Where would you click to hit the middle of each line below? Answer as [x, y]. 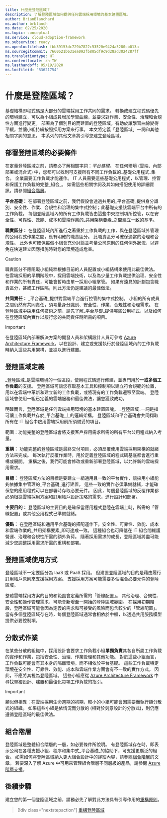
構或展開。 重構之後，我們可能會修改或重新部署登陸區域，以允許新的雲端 [80, 461]
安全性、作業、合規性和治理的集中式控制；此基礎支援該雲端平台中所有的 [88, 207]
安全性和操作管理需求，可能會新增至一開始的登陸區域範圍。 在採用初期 [78, 602]
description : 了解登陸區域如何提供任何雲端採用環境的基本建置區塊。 [68, 14]
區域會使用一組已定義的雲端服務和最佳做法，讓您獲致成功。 [66, 398]
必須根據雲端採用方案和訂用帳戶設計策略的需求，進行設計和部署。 [73, 497]
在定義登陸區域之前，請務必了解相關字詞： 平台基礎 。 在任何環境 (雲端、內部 [83, 166]
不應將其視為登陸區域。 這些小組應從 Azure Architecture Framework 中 [86, 676]
